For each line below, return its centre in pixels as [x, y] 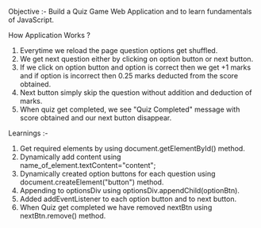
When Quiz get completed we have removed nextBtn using [116, 207]
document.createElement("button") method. [92, 182]
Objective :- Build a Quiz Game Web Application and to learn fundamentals [130, 11]
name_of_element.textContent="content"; [88, 165]
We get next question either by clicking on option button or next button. [136, 59]
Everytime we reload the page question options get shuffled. [119, 50]
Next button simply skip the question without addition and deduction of [136, 93]
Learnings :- [28, 133]
